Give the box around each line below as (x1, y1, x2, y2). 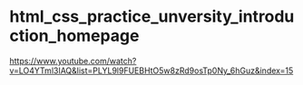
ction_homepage (9, 25, 140, 46)
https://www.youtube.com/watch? (9, 55, 137, 66)
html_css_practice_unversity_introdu (9, 6, 295, 27)
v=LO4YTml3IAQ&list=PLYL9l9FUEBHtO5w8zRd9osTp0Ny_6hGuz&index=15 (9, 65, 294, 76)
